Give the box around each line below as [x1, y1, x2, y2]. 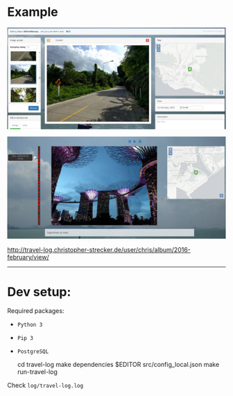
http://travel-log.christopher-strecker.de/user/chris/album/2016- [7, 246, 191, 254]
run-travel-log [17, 368, 58, 376]
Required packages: [7, 307, 64, 315]
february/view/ [7, 253, 50, 262]
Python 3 [17, 321, 43, 329]
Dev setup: [7, 284, 71, 300]
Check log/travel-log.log [7, 381, 84, 390]
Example [7, 4, 58, 20]
